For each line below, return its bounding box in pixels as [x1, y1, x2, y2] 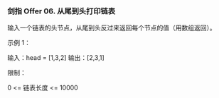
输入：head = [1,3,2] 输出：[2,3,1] [7, 54, 105, 62]
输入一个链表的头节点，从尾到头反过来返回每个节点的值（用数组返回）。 [7, 23, 216, 32]
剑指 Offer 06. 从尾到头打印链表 [7, 6, 116, 16]
